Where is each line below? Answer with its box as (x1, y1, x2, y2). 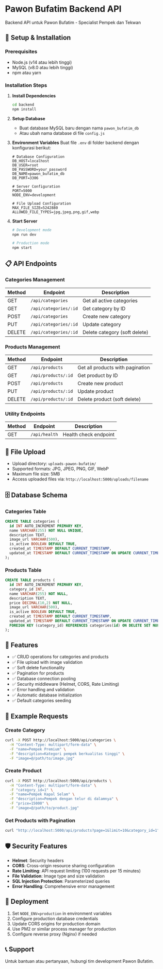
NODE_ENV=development (12, 192, 56, 198)
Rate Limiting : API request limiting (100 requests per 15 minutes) (12, 868, 141, 874)
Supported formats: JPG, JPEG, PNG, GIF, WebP (12, 466, 109, 472)
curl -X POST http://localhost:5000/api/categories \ (5, 738, 116, 743)
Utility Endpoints (5, 410, 45, 417)
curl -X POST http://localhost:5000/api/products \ (5, 778, 112, 783)
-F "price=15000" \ (9, 801, 49, 806)
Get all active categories (82, 297, 138, 304)
